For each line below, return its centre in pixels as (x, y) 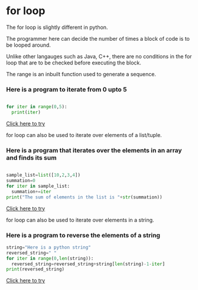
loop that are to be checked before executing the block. (74, 63)
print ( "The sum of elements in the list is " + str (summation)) (84, 197)
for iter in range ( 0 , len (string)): (50, 258)
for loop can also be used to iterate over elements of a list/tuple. (84, 135)
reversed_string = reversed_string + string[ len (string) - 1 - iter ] (88, 264)
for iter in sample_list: (38, 186)
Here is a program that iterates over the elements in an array (94, 150)
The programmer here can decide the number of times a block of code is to (98, 38)
